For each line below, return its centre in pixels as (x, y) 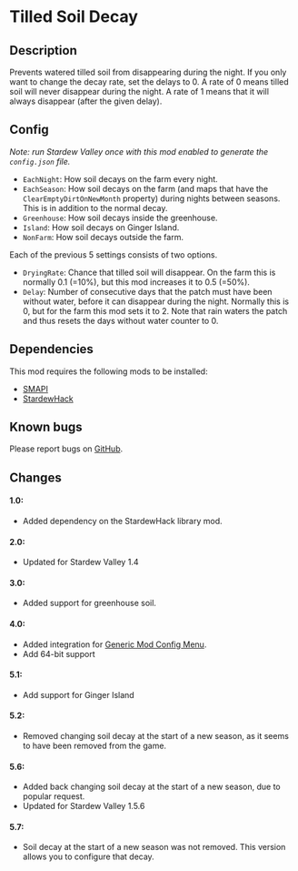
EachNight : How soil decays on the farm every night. (120, 178)
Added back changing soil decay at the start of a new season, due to (151, 787)
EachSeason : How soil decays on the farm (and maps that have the (145, 188)
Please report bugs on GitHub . (66, 449)
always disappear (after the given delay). (86, 101)
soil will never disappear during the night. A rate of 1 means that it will (139, 91)
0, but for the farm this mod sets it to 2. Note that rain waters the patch (155, 310)
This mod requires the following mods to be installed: (109, 371)
